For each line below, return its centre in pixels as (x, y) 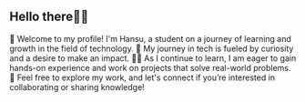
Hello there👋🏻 (49, 17)
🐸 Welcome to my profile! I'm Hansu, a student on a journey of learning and (150, 38)
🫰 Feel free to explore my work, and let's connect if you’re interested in (142, 77)
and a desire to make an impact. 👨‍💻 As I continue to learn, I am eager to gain (153, 58)
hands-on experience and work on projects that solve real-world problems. (150, 67)
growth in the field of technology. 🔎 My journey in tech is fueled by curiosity (152, 48)
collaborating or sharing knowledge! (77, 87)
